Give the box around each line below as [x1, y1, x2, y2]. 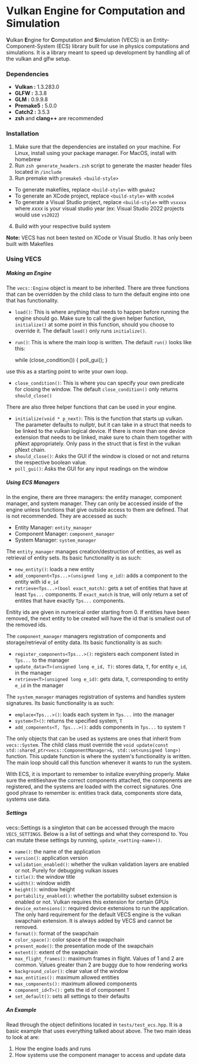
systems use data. [6, 795, 51, 803]
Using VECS [6, 255, 41, 263]
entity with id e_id [14, 578, 59, 586]
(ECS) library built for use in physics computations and [56, 43, 190, 50]
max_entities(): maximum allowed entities [14, 974, 119, 981]
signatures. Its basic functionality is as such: [6, 700, 114, 707]
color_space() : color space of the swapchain [14, 936, 125, 943]
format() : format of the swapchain [14, 930, 99, 937]
